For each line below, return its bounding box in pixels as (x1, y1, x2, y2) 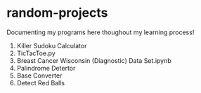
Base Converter (16, 71, 63, 80)
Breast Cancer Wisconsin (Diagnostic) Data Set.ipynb (16, 56, 171, 64)
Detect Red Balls (16, 78, 65, 87)
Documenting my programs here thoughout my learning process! (6, 28, 195, 36)
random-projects (6, 5, 108, 21)
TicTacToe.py (16, 49, 56, 57)
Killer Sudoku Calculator (16, 41, 87, 50)
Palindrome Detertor (16, 64, 76, 72)
